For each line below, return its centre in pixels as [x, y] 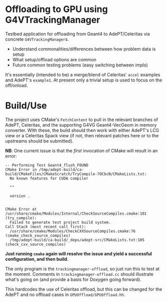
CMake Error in [21, 169]
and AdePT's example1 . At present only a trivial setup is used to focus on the [84, 80]
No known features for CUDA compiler [49, 178]
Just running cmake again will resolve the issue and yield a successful [78, 254]
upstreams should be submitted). [39, 141]
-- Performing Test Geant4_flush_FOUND [47, 165]
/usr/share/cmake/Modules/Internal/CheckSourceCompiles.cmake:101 [76, 214]
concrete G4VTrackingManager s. [37, 39]
